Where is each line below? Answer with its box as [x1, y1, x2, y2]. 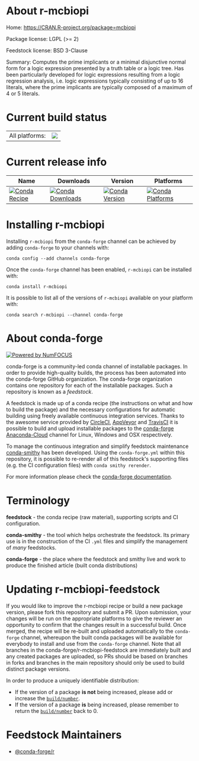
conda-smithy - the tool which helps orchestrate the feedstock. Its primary [6, 531, 190, 538]
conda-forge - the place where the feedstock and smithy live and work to [6, 555, 186, 563]
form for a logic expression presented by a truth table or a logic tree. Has [6, 64, 184, 72]
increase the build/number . [14, 694, 81, 702]
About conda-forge [6, 331, 103, 345]
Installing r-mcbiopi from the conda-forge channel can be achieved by [6, 238, 176, 245]
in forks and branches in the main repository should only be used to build [6, 659, 185, 666]
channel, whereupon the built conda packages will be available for [20, 634, 182, 641]
